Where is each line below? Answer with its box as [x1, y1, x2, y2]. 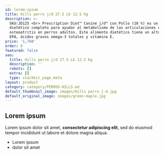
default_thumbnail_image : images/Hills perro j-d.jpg [5, 89, 117, 94]
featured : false [5, 48, 38, 53]
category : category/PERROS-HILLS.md [5, 84, 80, 89]
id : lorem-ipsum [5, 7, 38, 12]
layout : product [5, 80, 38, 85]
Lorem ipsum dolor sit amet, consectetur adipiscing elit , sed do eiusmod [5, 125, 153, 131]
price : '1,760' [5, 39, 36, 44]
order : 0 [5, 44, 23, 48]
